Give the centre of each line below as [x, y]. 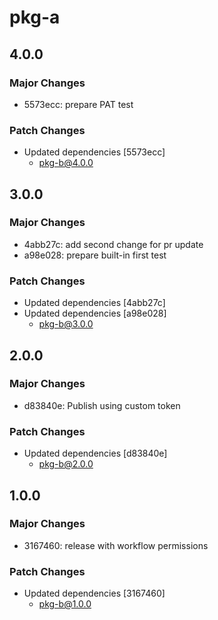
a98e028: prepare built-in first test [95, 255]
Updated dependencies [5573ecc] [94, 152]
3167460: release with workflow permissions [116, 545]
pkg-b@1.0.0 [65, 604]
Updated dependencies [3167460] [94, 593]
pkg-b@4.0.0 [66, 163]
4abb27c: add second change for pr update [113, 244]
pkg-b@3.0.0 [66, 324]
